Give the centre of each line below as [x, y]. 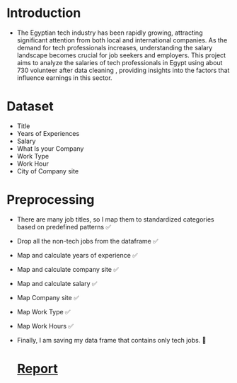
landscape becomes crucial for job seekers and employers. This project [121, 55]
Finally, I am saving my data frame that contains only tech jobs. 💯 [111, 340]
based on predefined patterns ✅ [64, 227]
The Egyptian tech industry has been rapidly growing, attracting [110, 33]
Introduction [44, 13]
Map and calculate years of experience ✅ [77, 255]
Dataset [30, 107]
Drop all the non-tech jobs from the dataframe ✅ [87, 241]
